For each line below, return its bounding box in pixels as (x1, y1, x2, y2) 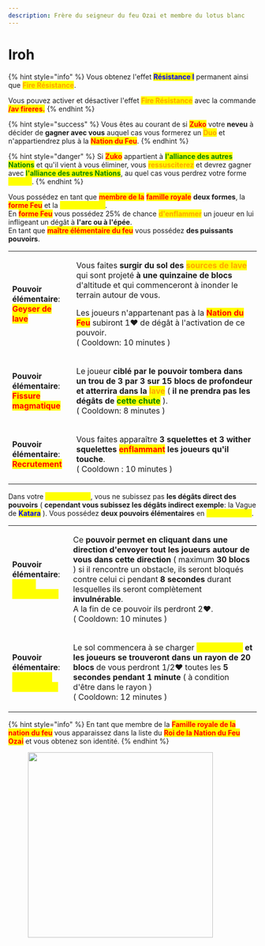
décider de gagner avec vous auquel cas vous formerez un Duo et (8, 127, 226, 137)
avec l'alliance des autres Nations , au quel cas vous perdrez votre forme (8, 168, 247, 178)
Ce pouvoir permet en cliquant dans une (73, 534, 228, 545)
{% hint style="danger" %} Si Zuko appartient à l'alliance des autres (8, 151, 233, 161)
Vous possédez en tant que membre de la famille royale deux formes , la (8, 191, 246, 202)
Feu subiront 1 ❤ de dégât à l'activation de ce (76, 317, 245, 328)
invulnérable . (73, 593, 124, 604)
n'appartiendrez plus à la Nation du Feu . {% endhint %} (8, 136, 189, 146)
